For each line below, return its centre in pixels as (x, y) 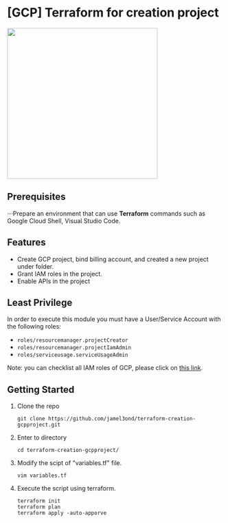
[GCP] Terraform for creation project (113, 13)
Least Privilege (40, 302)
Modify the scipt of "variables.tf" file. (69, 463)
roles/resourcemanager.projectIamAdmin (74, 348)
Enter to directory (42, 438)
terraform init (39, 501)
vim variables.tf (42, 476)
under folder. (35, 266)
